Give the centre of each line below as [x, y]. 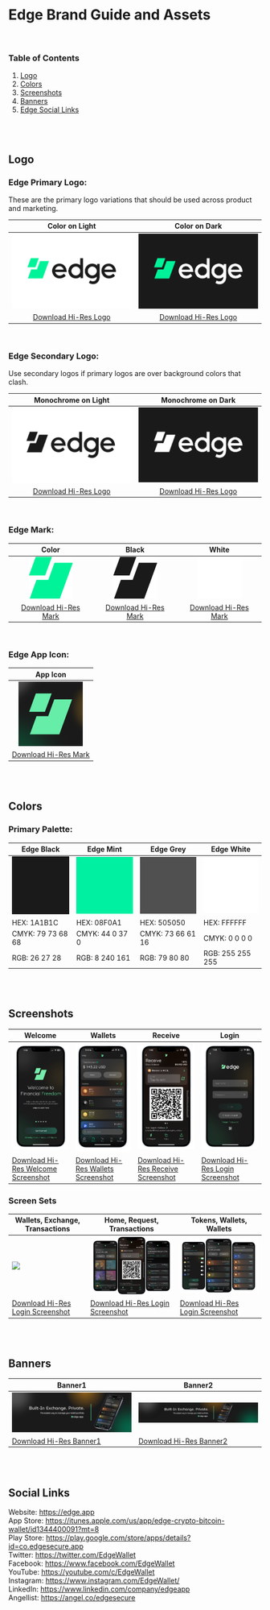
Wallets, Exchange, [47, 1220]
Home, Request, [131, 1220]
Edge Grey [168, 849]
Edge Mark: [31, 530]
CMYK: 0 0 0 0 [228, 938]
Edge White [231, 849]
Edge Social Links [49, 110]
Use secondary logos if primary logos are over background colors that [125, 374]
